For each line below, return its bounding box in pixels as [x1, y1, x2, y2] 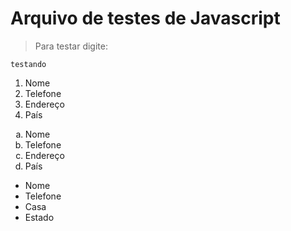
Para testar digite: [34, 40, 108, 52]
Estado [24, 211, 55, 223]
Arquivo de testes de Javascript [10, 7, 281, 30]
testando [10, 59, 47, 69]
